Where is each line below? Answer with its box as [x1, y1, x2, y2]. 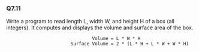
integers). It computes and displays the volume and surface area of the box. [6, 24, 194, 31]
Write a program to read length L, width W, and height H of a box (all [6, 18, 175, 25]
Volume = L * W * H [92, 36, 141, 42]
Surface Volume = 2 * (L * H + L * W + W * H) [70, 41, 189, 47]
